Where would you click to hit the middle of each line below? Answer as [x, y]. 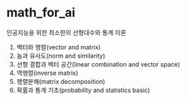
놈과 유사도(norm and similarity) [61, 56]
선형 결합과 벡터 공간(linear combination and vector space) [98, 64]
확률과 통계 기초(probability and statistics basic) [83, 90]
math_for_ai [41, 13]
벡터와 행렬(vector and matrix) [58, 47]
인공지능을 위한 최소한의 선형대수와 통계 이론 [67, 32]
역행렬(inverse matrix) [47, 73]
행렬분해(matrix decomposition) [61, 81]
